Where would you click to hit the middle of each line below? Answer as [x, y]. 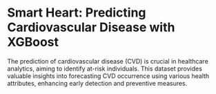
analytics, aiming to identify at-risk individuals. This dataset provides [105, 68]
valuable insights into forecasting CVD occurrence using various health [108, 76]
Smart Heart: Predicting [77, 13]
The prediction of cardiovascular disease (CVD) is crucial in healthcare [108, 61]
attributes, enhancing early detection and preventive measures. [97, 83]
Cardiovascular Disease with [91, 27]
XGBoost [33, 42]
